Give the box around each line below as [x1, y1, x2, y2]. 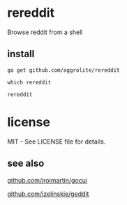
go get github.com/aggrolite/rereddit [7, 66, 120, 74]
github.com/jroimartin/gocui [7, 176, 88, 184]
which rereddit [7, 79, 52, 86]
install [7, 48, 35, 60]
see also [7, 158, 45, 169]
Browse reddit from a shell [7, 28, 83, 36]
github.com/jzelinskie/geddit [7, 190, 89, 198]
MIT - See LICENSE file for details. [7, 137, 106, 146]
